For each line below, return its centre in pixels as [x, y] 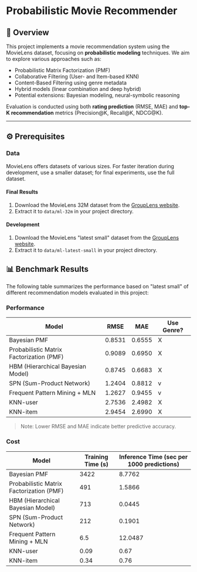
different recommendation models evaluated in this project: [77, 292]
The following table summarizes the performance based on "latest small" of [97, 286]
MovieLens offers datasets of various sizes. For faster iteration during [90, 166]
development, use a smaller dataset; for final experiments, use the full [90, 172]
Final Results [22, 192]
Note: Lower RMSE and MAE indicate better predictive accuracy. [98, 427]
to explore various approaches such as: [54, 59]
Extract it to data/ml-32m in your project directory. [74, 211]
